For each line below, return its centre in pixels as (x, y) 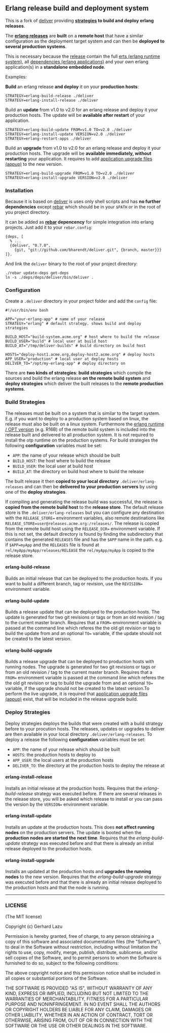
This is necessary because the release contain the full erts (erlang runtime (83, 56)
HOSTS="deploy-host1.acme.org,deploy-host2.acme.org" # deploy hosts (80, 355)
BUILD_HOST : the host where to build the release (61, 460)
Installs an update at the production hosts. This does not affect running (80, 827)
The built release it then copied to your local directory (62, 481)
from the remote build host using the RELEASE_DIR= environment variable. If (83, 529)
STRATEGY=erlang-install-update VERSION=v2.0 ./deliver (65, 134)
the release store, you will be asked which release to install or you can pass (84, 799)
